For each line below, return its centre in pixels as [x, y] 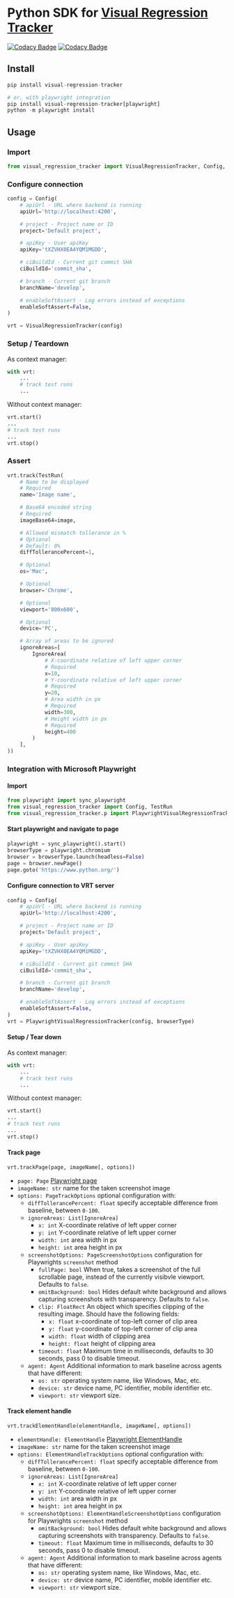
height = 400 [60, 732]
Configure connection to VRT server [61, 885]
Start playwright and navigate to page [63, 829]
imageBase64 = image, [48, 520]
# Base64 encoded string [56, 507]
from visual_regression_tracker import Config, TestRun [90, 807]
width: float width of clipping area [100, 1336]
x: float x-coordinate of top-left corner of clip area [123, 1321]
